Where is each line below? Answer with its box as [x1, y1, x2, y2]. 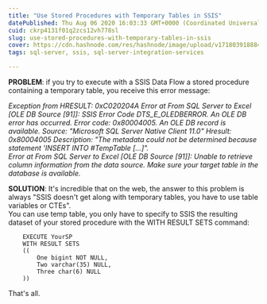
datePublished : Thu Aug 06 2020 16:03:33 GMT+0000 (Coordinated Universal [8, 19, 261, 27]
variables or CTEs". [8, 201, 72, 210]
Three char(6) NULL [37, 267, 102, 275]
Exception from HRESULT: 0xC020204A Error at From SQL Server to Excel [8, 101, 252, 110]
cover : [8, 41, 30, 49]
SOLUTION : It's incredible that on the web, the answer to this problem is [8, 184, 245, 193]
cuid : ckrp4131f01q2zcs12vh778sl [8, 26, 119, 34]
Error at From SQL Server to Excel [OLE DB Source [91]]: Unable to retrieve [8, 152, 253, 161]
